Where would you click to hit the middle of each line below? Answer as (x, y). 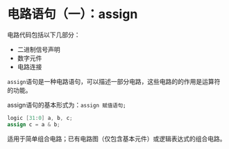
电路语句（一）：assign (73, 14)
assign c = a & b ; (34, 124)
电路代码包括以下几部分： (44, 35)
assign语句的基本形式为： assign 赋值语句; (67, 105)
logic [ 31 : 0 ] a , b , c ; (40, 118)
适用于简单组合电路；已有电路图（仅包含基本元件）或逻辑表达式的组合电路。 (117, 139)
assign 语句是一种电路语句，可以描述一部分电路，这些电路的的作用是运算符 (114, 81)
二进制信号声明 (39, 49)
